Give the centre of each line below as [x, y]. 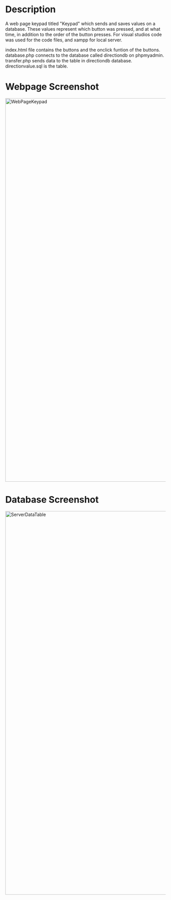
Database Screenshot [52, 500]
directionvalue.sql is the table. [37, 66]
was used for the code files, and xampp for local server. [64, 40]
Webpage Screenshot [52, 87]
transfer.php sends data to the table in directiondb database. [69, 60]
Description [31, 9]
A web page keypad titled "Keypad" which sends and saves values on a [80, 24]
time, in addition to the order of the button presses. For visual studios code [83, 34]
